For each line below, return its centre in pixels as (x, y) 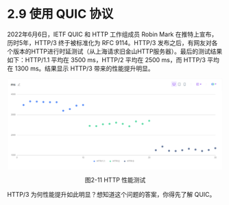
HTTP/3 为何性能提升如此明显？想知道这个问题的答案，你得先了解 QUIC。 (111, 195)
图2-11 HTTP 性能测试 (115, 180)
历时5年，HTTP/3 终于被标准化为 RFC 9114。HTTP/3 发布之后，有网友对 (109, 42)
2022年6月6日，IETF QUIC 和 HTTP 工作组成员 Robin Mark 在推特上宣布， (112, 34)
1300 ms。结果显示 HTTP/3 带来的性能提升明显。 (84, 68)
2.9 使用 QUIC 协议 (60, 14)
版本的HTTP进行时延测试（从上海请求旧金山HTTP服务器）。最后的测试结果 (118, 51)
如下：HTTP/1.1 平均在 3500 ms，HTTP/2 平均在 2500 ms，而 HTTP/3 (106, 59)
